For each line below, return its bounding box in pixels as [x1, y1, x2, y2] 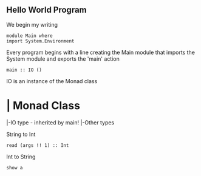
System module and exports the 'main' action [6, 55, 120, 63]
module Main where [6, 33, 53, 39]
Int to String [6, 153, 36, 160]
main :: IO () [6, 67, 43, 73]
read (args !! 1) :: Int [6, 142, 69, 148]
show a [6, 164, 23, 171]
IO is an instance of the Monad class [6, 77, 98, 84]
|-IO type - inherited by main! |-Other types [6, 118, 115, 126]
